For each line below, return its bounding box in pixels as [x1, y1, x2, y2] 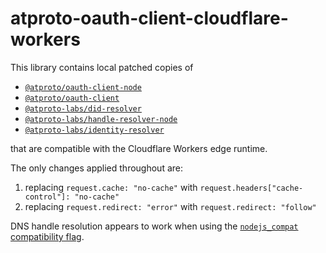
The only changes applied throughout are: [10, 162, 184, 174]
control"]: [24, 192, 71, 202]
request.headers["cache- [199, 183, 304, 193]
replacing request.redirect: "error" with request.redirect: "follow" [24, 200, 317, 212]
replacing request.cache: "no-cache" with [24, 181, 198, 193]
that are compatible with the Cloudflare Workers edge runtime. [10, 142, 268, 154]
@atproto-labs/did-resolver [24, 103, 142, 114]
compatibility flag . [10, 230, 85, 242]
